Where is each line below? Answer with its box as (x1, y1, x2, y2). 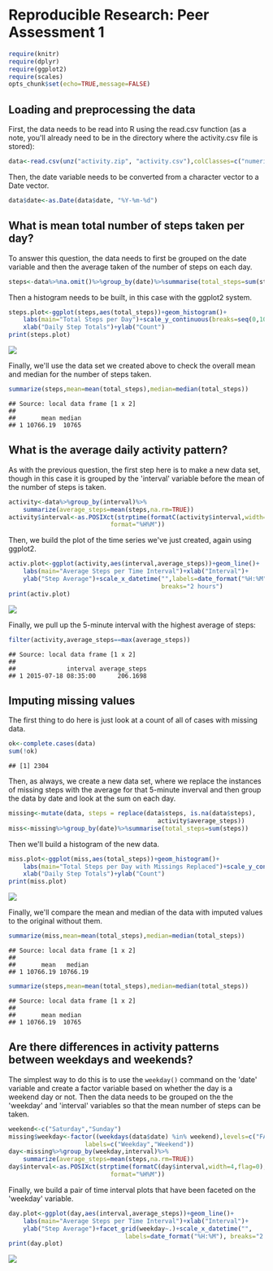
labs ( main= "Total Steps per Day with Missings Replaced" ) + (23, 863, 227, 871)
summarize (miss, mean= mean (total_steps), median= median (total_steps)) (8, 932, 245, 941)
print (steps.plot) (8, 331, 71, 339)
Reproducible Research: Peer (8, 6, 210, 24)
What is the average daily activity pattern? (8, 443, 228, 457)
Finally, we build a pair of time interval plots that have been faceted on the (8, 1185, 256, 1195)
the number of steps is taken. (8, 482, 107, 491)
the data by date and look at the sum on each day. (8, 793, 176, 803)
